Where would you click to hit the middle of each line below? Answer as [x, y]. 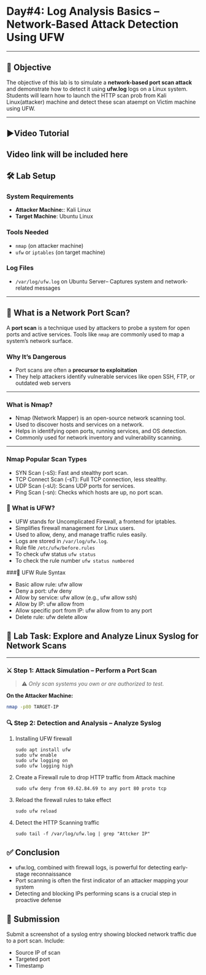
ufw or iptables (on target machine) [60, 252]
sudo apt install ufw [43, 750]
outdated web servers [43, 383]
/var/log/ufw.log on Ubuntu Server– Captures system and [90, 281]
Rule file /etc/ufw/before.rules [55, 547]
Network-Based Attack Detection [93, 24]
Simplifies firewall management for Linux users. [75, 528]
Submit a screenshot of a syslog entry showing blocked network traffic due [101, 934]
